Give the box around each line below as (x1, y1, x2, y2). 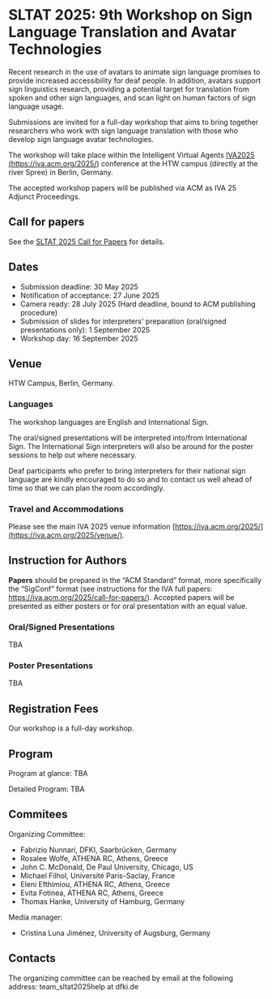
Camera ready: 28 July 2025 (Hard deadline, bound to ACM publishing (19, 298, 257, 309)
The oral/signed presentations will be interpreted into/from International (8, 432, 248, 443)
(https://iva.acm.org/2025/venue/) (8, 530, 123, 540)
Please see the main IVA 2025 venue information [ (8, 521, 176, 531)
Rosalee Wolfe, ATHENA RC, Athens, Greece (19, 853, 168, 863)
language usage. (8, 101, 65, 111)
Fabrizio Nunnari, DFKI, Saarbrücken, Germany (19, 845, 177, 855)
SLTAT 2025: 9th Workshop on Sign (8, 6, 253, 24)
